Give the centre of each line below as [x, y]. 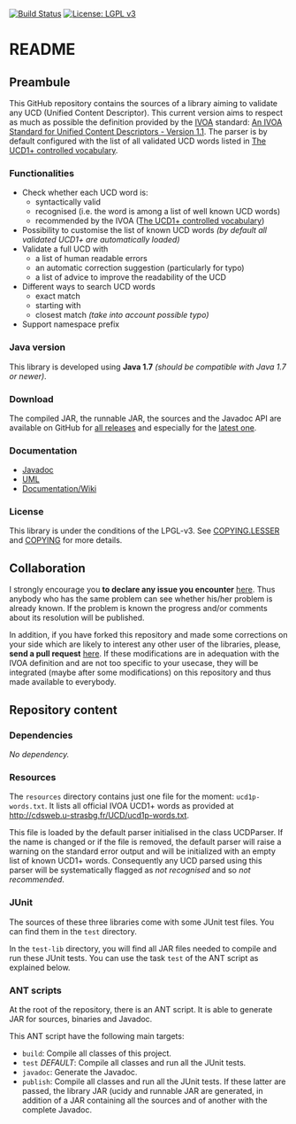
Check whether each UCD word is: [85, 193]
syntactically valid [68, 202]
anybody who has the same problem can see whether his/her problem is [141, 599]
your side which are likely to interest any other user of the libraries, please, [145, 644]
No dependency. [39, 754]
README [42, 50]
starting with [58, 306]
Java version [38, 347]
